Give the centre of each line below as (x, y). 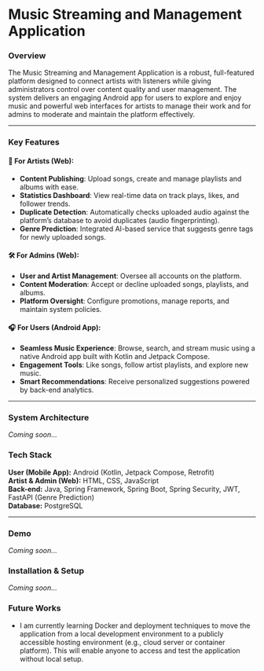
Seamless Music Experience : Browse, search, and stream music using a (137, 348)
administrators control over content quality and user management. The (123, 90)
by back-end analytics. (57, 390)
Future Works (35, 608)
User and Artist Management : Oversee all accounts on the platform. (130, 276)
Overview (27, 56)
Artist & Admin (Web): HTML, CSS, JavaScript (84, 480)
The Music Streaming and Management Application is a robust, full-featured (131, 73)
